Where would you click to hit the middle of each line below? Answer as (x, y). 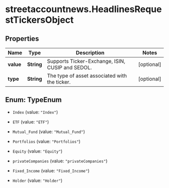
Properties (22, 39)
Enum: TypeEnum (33, 100)
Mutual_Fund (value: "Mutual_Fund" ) (49, 132)
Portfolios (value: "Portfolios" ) (46, 141)
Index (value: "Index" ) (35, 112)
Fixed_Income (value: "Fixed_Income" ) (51, 170)
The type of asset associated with (87, 76)
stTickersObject (39, 20)
